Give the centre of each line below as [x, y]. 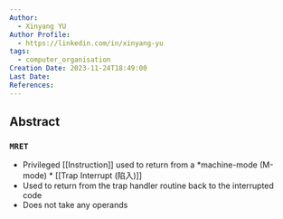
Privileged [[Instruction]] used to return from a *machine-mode [140, 165]
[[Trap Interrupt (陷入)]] [99, 176]
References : [32, 85]
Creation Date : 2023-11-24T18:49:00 [78, 69]
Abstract [35, 122]
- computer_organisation [64, 60]
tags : [19, 52]
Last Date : [30, 77]
